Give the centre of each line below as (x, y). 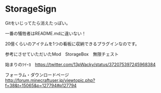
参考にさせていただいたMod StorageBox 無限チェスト (62, 54)
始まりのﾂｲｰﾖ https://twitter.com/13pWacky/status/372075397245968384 (80, 64)
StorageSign (31, 9)
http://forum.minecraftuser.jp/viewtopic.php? (50, 80)
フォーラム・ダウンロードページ (37, 74)
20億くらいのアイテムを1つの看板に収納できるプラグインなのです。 (72, 44)
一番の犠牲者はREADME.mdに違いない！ (46, 33)
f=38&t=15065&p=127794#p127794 (41, 85)
